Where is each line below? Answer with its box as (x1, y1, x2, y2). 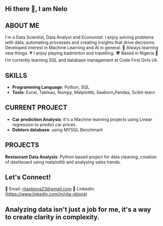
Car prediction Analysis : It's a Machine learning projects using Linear (12, 116, 152, 122)
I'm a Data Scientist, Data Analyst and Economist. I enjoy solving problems (5, 35, 154, 40)
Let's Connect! (5, 173, 51, 182)
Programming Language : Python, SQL (12, 84, 90, 90)
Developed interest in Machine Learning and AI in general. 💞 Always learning (5, 45, 159, 51)
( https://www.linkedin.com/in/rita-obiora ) (5, 191, 88, 197)
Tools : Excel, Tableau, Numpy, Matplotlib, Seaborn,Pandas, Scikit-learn (12, 90, 155, 95)
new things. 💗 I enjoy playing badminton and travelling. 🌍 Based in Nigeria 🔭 (5, 50, 159, 56)
